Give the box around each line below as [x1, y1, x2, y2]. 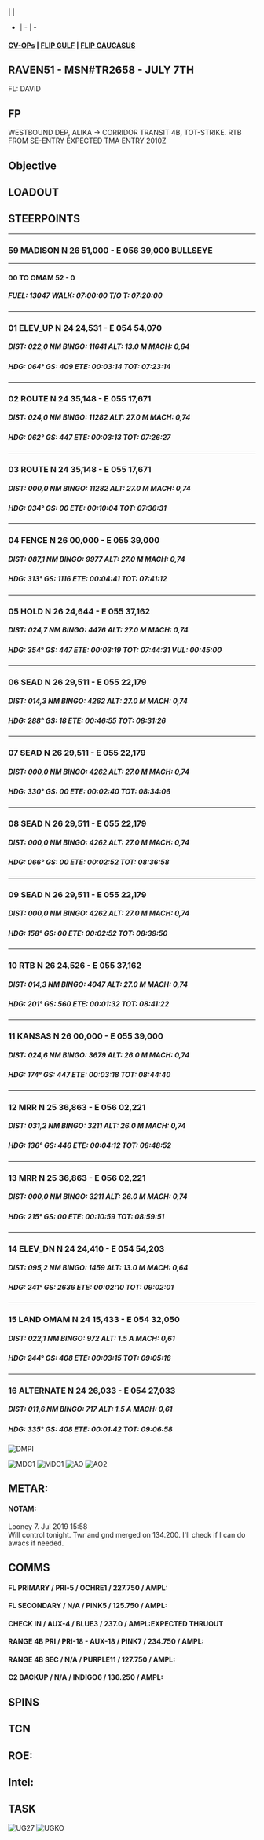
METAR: [8, 1482, 49, 1496]
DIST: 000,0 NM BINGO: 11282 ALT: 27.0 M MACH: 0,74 [8, 483, 191, 493]
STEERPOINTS [8, 212, 81, 225]
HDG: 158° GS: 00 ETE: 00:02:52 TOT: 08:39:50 [8, 928, 168, 938]
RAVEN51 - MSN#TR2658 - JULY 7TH [8, 63, 195, 76]
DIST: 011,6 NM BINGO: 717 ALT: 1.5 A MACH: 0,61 [8, 1405, 173, 1414]
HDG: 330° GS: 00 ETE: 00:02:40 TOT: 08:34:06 [8, 786, 171, 797]
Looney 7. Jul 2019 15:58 [8, 1521, 88, 1531]
